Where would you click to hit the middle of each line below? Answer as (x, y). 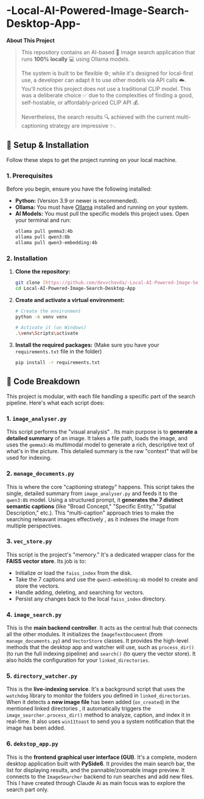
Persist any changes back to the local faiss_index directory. (90, 599)
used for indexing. (29, 458)
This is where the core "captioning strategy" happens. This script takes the (100, 487)
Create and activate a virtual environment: (70, 300)
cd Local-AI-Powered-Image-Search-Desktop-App (75, 288)
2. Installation (27, 258)
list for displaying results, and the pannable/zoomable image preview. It (96, 770)
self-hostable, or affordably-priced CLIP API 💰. (80, 102)
